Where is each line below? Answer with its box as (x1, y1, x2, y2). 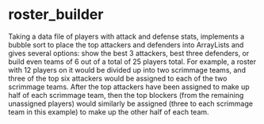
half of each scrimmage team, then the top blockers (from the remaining (8, 90, 244, 100)
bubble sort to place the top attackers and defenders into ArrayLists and (8, 39, 244, 49)
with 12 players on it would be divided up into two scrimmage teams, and (8, 65, 246, 74)
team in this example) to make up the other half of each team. (8, 107, 209, 116)
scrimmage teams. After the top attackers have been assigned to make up (8, 81, 250, 92)
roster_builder (8, 6, 104, 24)
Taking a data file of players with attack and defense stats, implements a (8, 32, 245, 41)
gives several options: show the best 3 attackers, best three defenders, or (8, 48, 250, 58)
